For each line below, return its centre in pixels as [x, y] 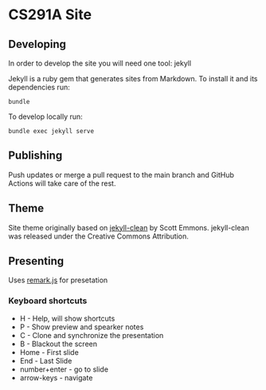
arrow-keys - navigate [56, 377]
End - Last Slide [46, 360]
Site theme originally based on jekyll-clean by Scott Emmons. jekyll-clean [129, 227]
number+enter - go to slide [64, 369]
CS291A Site [50, 15]
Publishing [35, 156]
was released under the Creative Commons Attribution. [99, 236]
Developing [37, 44]
